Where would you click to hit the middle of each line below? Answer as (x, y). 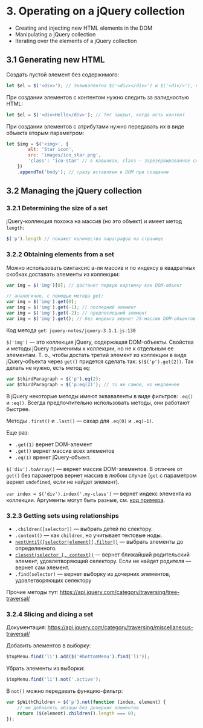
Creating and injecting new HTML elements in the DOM (84, 28)
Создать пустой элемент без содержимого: (63, 75)
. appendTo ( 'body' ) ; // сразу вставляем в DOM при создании (93, 172)
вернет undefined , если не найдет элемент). (63, 482)
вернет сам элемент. (42, 567)
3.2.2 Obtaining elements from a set (60, 255)
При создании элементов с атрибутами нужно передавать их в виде (95, 126)
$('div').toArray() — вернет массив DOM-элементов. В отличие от (95, 469)
